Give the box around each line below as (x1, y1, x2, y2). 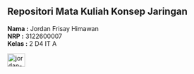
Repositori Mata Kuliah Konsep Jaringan (7, 6, 188, 18)
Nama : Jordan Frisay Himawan (7, 24, 99, 32)
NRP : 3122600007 (7, 32, 62, 40)
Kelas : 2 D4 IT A (7, 39, 57, 48)
